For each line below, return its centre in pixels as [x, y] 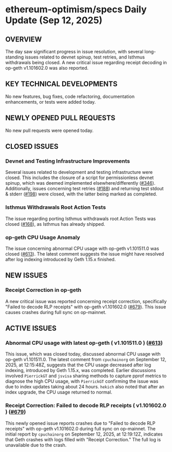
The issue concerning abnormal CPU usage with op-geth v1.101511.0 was [82, 248]
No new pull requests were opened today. [50, 130]
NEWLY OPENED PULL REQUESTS [60, 118]
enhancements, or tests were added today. [51, 102]
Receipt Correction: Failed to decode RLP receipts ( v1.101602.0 [86, 405]
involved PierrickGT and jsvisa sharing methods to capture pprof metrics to [86, 376]
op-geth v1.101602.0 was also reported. [47, 68]
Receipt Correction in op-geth [43, 290]
